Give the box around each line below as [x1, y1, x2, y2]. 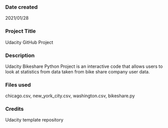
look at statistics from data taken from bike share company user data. [5, 68, 150, 74]
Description [5, 52, 35, 59]
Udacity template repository [5, 117, 64, 123]
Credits [5, 105, 24, 112]
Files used [5, 81, 31, 88]
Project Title [5, 28, 36, 35]
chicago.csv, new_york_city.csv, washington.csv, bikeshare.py [5, 93, 135, 99]
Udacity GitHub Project [5, 39, 54, 45]
